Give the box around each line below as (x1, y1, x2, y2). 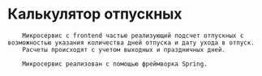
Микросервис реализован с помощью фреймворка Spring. (22, 60, 208, 68)
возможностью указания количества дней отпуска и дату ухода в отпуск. (7, 38, 255, 47)
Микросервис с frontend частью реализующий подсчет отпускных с (22, 32, 244, 40)
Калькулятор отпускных (7, 5, 183, 23)
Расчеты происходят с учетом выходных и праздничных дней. (22, 45, 226, 53)
